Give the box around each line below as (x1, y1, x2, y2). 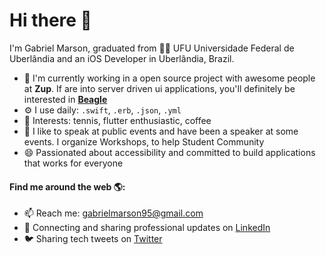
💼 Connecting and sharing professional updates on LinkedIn (23, 222, 271, 234)
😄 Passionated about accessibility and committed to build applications (23, 146, 316, 158)
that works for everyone (23, 157, 124, 169)
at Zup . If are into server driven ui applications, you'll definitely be (23, 82, 296, 94)
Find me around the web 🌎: (9, 180, 126, 193)
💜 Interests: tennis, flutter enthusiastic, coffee (23, 114, 212, 126)
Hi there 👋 (9, 9, 92, 32)
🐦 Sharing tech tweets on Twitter (23, 233, 163, 245)
